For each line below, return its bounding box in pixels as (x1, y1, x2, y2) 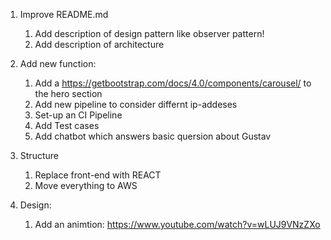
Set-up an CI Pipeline (34, 109, 123, 121)
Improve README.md (19, 9, 109, 20)
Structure (19, 150, 59, 161)
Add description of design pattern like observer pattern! (34, 28, 265, 39)
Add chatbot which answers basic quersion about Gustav (34, 130, 272, 142)
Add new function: (19, 58, 97, 69)
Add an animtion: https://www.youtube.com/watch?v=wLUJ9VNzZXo (34, 219, 321, 230)
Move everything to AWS (34, 180, 138, 191)
